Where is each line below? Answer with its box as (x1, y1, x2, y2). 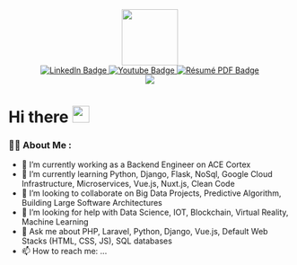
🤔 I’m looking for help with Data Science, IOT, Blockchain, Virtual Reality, (21, 207, 289, 218)
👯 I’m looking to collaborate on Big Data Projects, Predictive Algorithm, (21, 188, 282, 199)
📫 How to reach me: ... (21, 246, 108, 257)
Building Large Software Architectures (21, 198, 163, 208)
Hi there (8, 107, 69, 128)
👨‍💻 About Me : (8, 139, 73, 152)
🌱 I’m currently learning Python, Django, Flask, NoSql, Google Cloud (21, 169, 273, 180)
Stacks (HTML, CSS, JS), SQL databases (21, 235, 172, 246)
